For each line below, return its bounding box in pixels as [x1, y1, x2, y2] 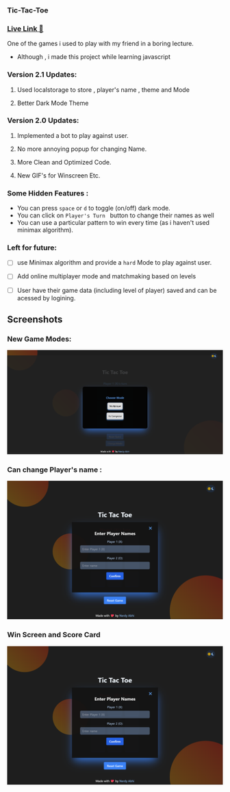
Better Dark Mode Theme [16, 99, 89, 107]
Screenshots [7, 313, 63, 325]
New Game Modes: [7, 334, 72, 344]
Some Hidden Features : [7, 188, 89, 197]
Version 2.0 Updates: [7, 116, 79, 125]
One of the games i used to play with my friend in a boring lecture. [7, 40, 194, 48]
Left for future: [7, 243, 57, 252]
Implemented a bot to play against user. [16, 131, 129, 139]
